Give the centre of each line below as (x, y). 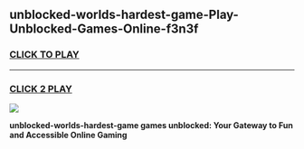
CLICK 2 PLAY (41, 88)
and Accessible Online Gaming (68, 135)
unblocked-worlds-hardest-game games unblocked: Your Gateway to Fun (152, 125)
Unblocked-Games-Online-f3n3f (104, 29)
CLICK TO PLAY (44, 55)
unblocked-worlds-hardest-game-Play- (124, 15)
